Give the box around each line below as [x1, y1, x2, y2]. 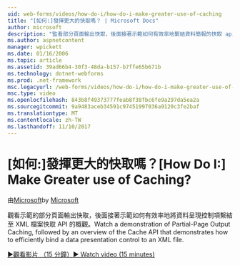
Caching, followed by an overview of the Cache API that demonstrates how [7, 228, 229, 237]
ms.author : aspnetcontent [7, 37, 84, 44]
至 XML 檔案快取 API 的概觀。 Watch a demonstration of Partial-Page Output [7, 220, 231, 229]
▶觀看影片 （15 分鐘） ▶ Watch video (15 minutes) [7, 250, 155, 259]
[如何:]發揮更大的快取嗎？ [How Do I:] [7, 156, 226, 172]
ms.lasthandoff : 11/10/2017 [7, 123, 91, 130]
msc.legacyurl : [7, 83, 53, 90]
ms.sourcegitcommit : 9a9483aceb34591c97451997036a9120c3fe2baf [7, 103, 200, 110]
